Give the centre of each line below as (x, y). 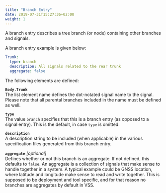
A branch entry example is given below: (46, 48)
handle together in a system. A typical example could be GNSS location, (79, 169)
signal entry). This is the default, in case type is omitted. (63, 124)
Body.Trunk (16, 90)
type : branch (23, 62)
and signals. (17, 38)
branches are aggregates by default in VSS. (50, 185)
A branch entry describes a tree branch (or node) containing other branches (83, 33)
